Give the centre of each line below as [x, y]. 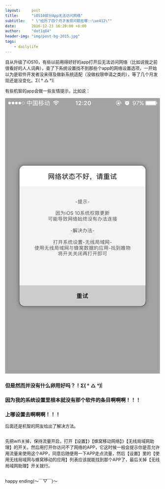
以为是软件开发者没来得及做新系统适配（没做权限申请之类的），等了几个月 [79, 74]
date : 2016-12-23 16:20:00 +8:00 [46, 26]
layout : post [23, 10]
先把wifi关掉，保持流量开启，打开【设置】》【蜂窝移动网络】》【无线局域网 [78, 441]
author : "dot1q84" [28, 31]
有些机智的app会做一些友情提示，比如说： [48, 91]
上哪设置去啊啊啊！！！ [33, 414]
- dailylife [26, 47]
